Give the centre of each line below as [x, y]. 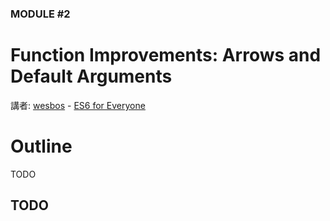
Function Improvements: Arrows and [166, 55]
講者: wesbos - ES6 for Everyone [78, 105]
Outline [41, 146]
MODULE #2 [40, 14]
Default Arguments [91, 76]
